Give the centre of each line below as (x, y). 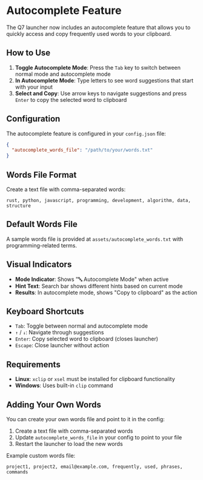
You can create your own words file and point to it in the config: (85, 419)
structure (19, 206)
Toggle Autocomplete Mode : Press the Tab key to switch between (98, 67)
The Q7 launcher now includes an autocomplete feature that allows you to (98, 27)
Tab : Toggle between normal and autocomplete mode (82, 326)
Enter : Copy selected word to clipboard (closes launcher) (87, 339)
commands (17, 472)
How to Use (28, 53)
